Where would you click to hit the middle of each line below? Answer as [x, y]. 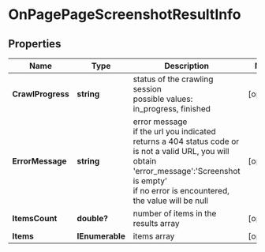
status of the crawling [173, 79]
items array [154, 236]
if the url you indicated [175, 132]
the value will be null [171, 201]
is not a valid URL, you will [181, 151]
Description [187, 66]
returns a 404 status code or [186, 141]
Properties [35, 44]
